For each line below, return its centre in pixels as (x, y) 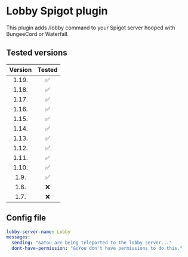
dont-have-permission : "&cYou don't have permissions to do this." (97, 249)
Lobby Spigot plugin (57, 11)
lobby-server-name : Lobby (38, 232)
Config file (26, 218)
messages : (19, 237)
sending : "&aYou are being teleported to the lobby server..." (92, 243)
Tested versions (37, 53)
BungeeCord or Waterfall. (38, 34)
